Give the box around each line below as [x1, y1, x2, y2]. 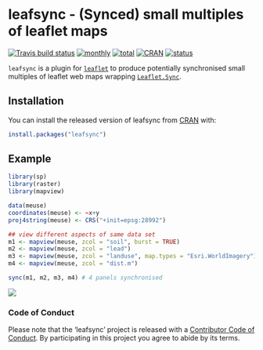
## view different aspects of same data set [8, 230, 156, 239]
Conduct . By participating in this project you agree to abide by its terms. [8, 334, 240, 343]
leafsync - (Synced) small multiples [8, 5, 244, 24]
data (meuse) [8, 202, 47, 210]
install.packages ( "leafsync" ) [8, 130, 107, 138]
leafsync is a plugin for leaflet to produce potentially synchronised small [8, 63, 245, 72]
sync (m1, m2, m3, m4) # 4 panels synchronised [8, 274, 163, 282]
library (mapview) [8, 188, 65, 195]
